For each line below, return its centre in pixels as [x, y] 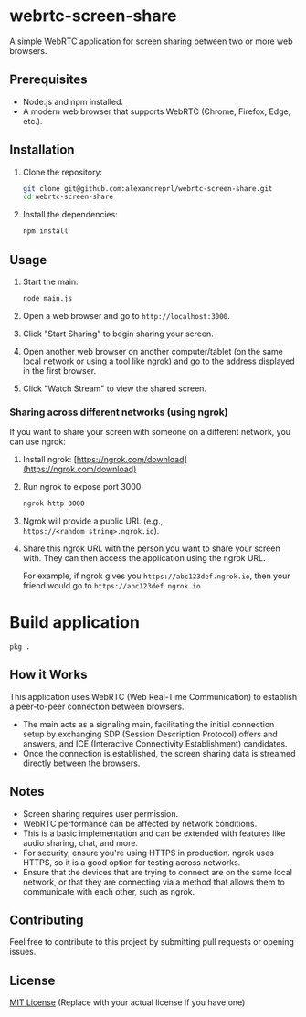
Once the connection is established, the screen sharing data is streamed [159, 753]
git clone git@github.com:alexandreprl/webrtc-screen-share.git [148, 188]
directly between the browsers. [81, 763]
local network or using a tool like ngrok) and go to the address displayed [158, 361]
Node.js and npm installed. [73, 101]
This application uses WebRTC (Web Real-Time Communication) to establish [153, 696]
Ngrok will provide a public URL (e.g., [93, 521]
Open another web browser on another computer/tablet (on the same [153, 351]
